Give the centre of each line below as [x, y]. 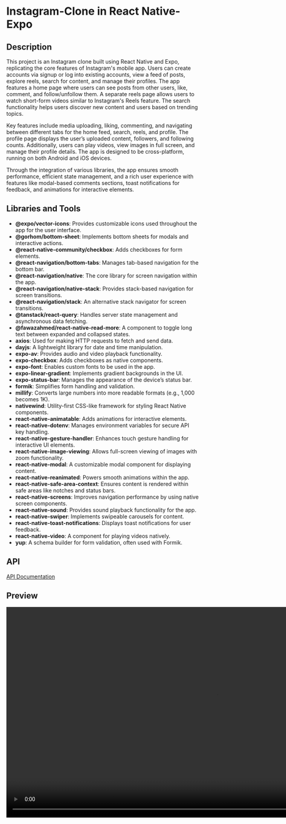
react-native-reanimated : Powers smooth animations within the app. [102, 477]
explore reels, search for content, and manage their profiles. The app [93, 81]
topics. [15, 114]
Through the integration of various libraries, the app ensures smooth [92, 170]
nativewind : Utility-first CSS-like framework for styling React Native [101, 406]
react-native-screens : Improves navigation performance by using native [107, 497]
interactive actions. [39, 243]
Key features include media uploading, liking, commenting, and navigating [99, 126]
